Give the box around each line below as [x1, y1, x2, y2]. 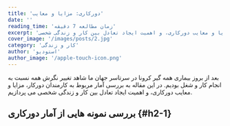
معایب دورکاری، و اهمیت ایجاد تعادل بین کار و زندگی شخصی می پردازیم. [8, 88, 193, 96]
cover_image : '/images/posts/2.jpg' [8, 36, 113, 42]
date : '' [8, 16, 33, 23]
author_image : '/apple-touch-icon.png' [8, 55, 123, 62]
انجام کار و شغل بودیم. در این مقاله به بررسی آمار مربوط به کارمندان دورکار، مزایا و [8, 80, 222, 89]
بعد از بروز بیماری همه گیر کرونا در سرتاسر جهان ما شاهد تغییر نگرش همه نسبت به [8, 73, 220, 81]
